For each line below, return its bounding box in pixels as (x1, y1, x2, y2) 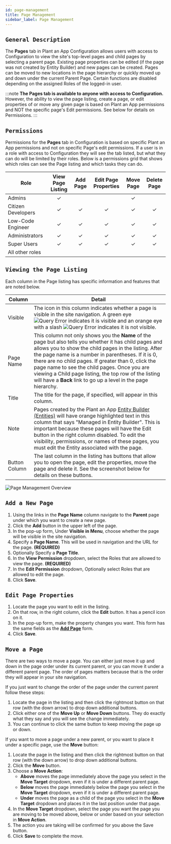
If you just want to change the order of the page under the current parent (5, 684, 159, 690)
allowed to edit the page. (12, 571, 65, 577)
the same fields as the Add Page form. (12, 626, 94, 632)
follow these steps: (5, 689, 45, 696)
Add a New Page (5, 500, 53, 507)
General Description (5, 36, 71, 43)
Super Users (8, 240, 38, 247)
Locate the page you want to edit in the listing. (12, 604, 110, 610)
